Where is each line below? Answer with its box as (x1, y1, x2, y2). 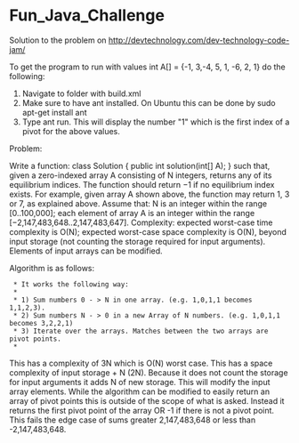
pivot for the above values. (21, 125, 120, 136)
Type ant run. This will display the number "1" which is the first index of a (21, 117, 290, 127)
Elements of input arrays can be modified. (9, 246, 163, 256)
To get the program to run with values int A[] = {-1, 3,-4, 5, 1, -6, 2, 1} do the (9, 61, 287, 72)
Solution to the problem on (9, 35, 107, 45)
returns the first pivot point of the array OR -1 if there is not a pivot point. (9, 405, 274, 415)
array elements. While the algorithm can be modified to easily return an (9, 386, 270, 397)
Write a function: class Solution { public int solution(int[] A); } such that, (9, 160, 271, 171)
